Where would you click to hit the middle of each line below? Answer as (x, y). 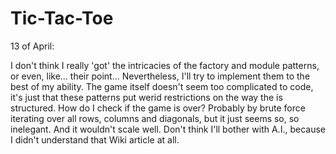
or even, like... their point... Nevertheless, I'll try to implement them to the (160, 76)
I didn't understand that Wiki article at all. (95, 139)
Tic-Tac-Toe (62, 18)
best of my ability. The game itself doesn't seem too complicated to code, (162, 86)
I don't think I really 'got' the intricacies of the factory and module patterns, (165, 65)
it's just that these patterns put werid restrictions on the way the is (146, 97)
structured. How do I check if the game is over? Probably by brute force (158, 108)
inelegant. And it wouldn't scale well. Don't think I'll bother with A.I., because (168, 129)
